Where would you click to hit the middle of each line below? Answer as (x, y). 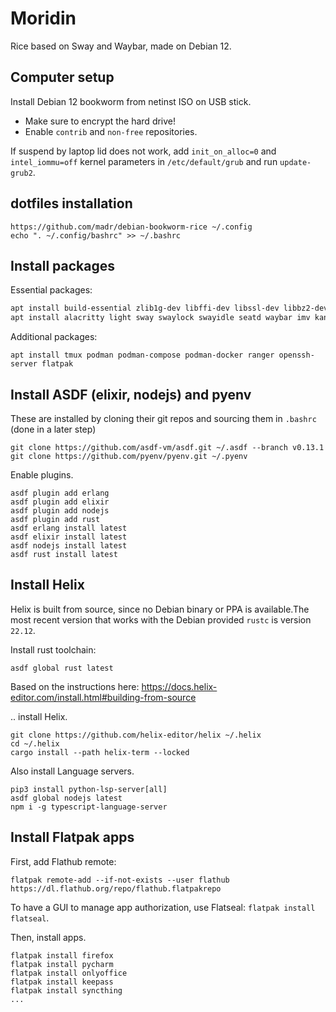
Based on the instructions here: (75, 686)
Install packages (62, 265)
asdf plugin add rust (55, 519)
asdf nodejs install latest (69, 545)
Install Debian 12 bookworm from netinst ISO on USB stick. (131, 101)
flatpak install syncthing (66, 990)
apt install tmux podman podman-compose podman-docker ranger (142, 355)
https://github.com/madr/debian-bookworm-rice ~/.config (131, 227)
